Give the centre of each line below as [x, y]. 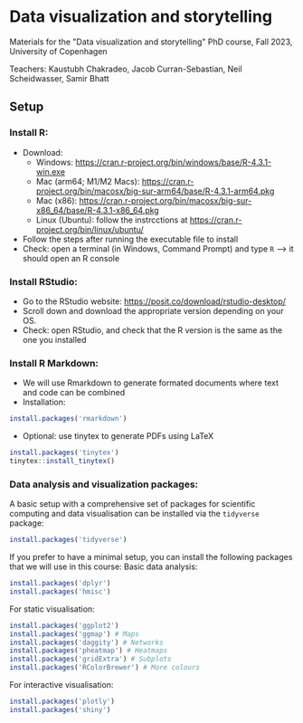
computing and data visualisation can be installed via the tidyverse [134, 514]
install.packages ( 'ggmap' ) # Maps [75, 634]
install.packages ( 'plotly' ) [62, 702]
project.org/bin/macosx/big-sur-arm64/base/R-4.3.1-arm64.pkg [155, 191]
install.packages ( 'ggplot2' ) [64, 625]
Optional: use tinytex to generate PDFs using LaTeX [118, 436]
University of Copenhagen [58, 51]
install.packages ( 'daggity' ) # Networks [87, 642]
